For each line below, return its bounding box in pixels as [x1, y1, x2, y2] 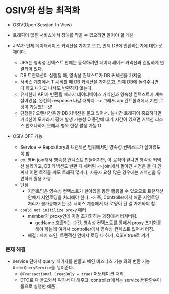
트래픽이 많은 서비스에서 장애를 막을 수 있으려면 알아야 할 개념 [12, 32, 134, 38]
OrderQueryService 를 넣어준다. [12, 265, 74, 271]
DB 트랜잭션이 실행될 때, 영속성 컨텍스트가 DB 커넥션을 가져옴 [20, 72, 141, 78]
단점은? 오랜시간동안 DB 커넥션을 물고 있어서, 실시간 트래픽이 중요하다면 [20, 110, 162, 116]
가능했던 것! [29, 104, 53, 110]
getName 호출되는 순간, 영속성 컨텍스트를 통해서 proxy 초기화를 [35, 219, 161, 226]
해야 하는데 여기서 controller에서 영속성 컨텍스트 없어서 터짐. [35, 226, 155, 232]
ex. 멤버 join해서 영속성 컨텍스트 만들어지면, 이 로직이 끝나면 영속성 [20, 157, 152, 163]
